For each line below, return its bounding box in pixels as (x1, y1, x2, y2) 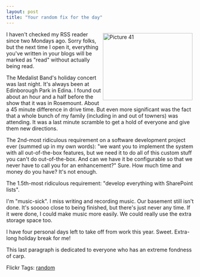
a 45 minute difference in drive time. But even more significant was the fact (6, 106, 191, 113)
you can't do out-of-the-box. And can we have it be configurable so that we (6, 155, 193, 162)
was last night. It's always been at (6, 80, 90, 87)
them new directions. (6, 125, 59, 132)
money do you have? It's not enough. (6, 168, 97, 175)
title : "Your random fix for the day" (6, 14, 103, 20)
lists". (6, 186, 20, 193)
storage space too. (6, 216, 53, 224)
